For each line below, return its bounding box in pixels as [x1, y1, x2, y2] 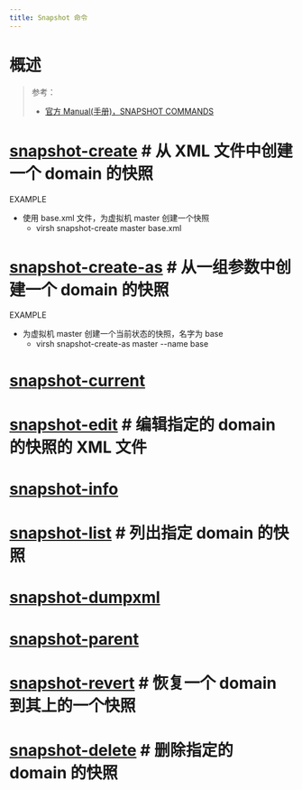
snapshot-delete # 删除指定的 [9, 739, 233, 760]
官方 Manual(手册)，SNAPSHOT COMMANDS [44, 106, 215, 116]
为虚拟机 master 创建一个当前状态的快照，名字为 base [22, 329, 224, 339]
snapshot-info [9, 479, 119, 499]
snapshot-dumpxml [9, 588, 160, 608]
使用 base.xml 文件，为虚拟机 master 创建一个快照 [22, 212, 210, 223]
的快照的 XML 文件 [9, 437, 147, 457]
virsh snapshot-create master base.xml [35, 222, 182, 233]
